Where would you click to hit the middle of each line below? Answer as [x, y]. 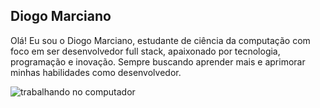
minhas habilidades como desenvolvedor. [96, 72]
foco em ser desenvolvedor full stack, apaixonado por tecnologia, [145, 51]
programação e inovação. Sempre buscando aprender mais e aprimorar [158, 61]
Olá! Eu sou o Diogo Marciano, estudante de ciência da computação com [160, 40]
